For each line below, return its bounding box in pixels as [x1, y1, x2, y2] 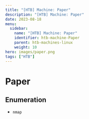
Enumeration [5, 95, 47, 104]
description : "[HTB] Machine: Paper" [5, 12, 84, 17]
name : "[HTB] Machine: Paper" [14, 31, 78, 36]
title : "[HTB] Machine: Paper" [5, 7, 71, 13]
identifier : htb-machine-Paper [14, 36, 80, 41]
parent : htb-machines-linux [14, 40, 73, 45]
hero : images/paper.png [5, 49, 55, 54]
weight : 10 [14, 45, 37, 50]
